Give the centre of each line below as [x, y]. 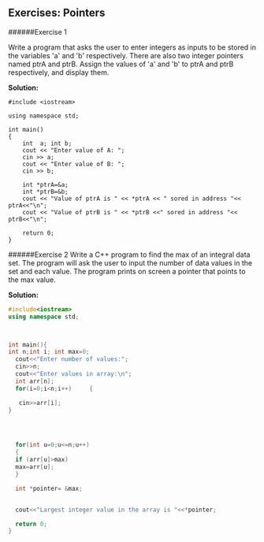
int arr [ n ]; [35, 381]
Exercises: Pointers [57, 13]
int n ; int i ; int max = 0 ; [49, 352]
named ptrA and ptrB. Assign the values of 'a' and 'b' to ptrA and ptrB [121, 64]
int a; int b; [47, 143]
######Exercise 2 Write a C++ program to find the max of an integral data [129, 254]
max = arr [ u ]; [35, 467]
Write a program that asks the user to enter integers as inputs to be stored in [132, 47]
